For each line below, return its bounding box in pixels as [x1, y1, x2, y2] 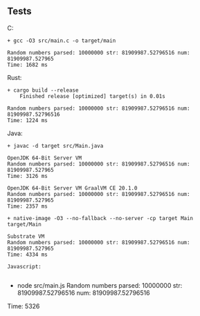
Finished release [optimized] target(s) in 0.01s [19, 92, 166, 99]
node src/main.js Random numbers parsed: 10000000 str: [17, 281, 183, 289]
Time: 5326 [7, 302, 40, 310]
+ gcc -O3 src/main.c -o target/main [7, 37, 116, 44]
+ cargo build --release [7, 86, 79, 94]
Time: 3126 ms [7, 172, 48, 179]
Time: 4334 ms [7, 251, 48, 258]
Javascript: [7, 263, 42, 270]
